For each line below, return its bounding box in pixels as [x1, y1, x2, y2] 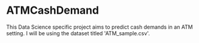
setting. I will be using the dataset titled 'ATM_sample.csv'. [6, 29, 150, 36]
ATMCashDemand [6, 4, 99, 17]
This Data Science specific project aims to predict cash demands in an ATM [6, 23, 193, 30]
